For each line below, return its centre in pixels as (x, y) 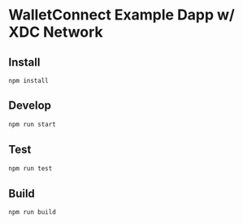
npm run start (33, 124)
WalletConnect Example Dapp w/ (122, 15)
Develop (30, 106)
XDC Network (56, 32)
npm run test (30, 168)
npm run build (33, 213)
